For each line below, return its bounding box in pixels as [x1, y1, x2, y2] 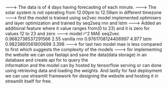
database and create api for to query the [5, 57, 88, 63]
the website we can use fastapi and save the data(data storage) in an [5, 52, 147, 58]
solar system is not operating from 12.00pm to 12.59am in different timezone [5, 9, 162, 15]
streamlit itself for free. [5, 78, 52, 84]
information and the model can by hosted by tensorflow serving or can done [5, 62, 162, 68]
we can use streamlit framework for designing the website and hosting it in [5, 73, 159, 79]
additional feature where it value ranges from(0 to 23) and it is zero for [5, 25, 150, 31]
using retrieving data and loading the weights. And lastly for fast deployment [5, 68, 162, 74]
